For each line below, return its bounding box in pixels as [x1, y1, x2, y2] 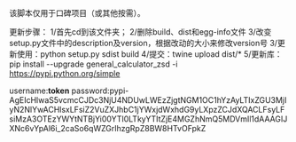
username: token [9, 85, 70, 96]
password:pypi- [71, 85, 129, 96]
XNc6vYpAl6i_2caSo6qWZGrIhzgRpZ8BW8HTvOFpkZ [9, 123, 206, 133]
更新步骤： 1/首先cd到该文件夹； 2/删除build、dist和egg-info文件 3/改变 [9, 27, 272, 37]
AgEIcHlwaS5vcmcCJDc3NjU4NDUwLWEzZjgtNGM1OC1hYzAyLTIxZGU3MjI [9, 95, 287, 105]
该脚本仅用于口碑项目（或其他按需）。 [9, 8, 145, 18]
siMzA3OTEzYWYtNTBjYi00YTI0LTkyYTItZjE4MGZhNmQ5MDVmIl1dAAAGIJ [9, 114, 288, 124]
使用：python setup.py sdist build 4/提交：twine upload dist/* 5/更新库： [16, 49, 283, 59]
